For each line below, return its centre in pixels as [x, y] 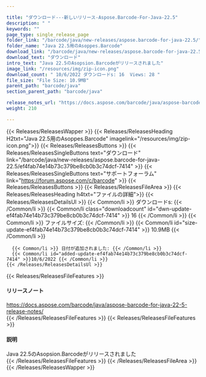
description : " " [29, 23]
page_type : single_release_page [48, 34]
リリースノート [25, 291]
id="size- [186, 222]
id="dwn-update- [170, 209]
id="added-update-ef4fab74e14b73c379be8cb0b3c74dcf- [119, 254]
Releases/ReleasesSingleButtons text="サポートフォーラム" [82, 173]
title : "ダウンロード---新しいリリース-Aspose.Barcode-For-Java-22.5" [92, 17]
